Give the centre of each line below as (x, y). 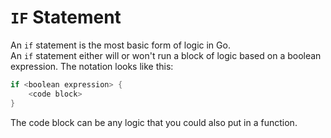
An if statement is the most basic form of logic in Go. (120, 45)
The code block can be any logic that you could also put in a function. (154, 122)
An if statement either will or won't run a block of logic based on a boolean (166, 55)
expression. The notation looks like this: (92, 66)
